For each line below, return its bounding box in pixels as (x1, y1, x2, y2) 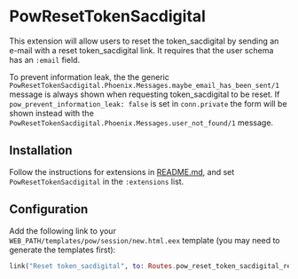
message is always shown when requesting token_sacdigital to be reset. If (9, 89, 280, 100)
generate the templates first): (9, 244, 116, 255)
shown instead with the (9, 108, 95, 118)
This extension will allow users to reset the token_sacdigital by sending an (9, 36, 279, 46)
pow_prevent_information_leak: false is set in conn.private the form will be (9, 98, 287, 108)
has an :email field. (9, 54, 81, 65)
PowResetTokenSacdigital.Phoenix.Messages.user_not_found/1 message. (9, 117, 273, 128)
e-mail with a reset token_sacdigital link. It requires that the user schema (9, 44, 274, 55)
